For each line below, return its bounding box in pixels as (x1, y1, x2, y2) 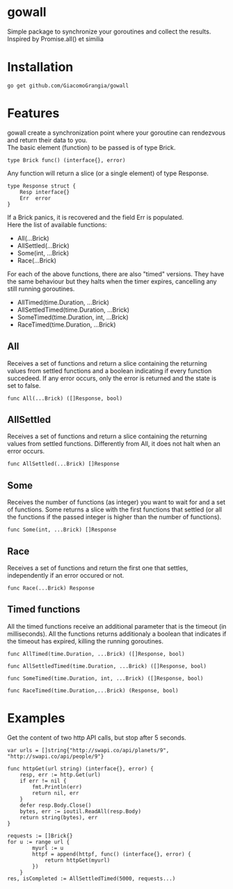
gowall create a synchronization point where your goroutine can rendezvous (7, 128, 226, 137)
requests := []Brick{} (7, 832, 73, 839)
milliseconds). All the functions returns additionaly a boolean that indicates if (7, 629, 227, 638)
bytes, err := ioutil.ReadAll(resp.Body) (19, 807, 141, 815)
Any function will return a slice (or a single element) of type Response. (7, 169, 209, 177)
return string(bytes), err (19, 814, 98, 821)
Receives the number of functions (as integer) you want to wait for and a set (7, 498, 226, 507)
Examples (7, 710, 65, 726)
